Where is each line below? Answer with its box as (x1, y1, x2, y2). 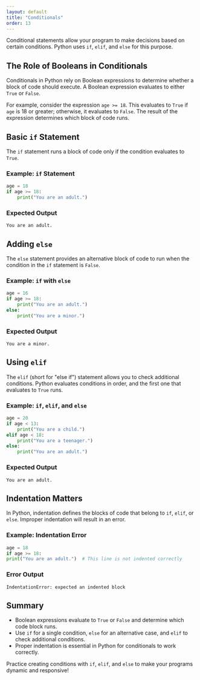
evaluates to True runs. (6, 386, 63, 394)
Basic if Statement (6, 131, 80, 142)
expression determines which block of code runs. (6, 114, 130, 122)
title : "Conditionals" (6, 15, 63, 21)
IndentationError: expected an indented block (6, 584, 126, 590)
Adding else (6, 239, 53, 249)
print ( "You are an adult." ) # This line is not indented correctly (6, 556, 182, 562)
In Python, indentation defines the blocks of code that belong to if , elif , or (6, 509, 195, 517)
